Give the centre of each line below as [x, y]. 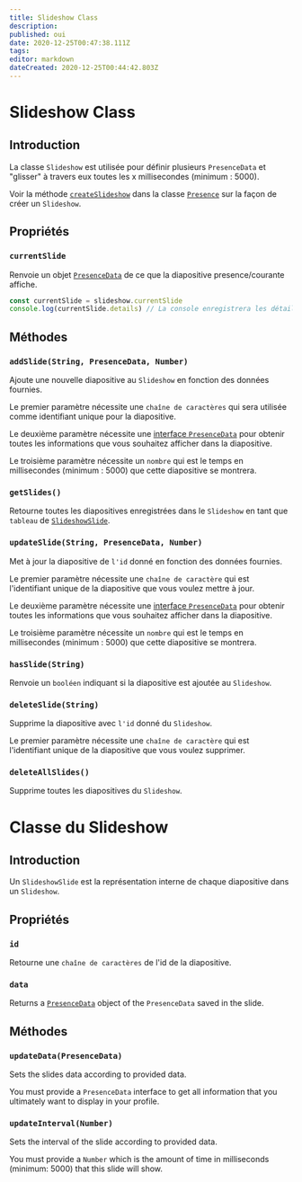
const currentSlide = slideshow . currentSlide [96, 301]
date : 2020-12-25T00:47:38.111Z [70, 43]
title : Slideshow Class [54, 18]
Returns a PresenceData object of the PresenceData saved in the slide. [137, 1003]
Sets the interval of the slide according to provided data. [113, 1142]
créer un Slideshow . [45, 203]
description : [34, 26]
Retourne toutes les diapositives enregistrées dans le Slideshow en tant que [149, 511]
